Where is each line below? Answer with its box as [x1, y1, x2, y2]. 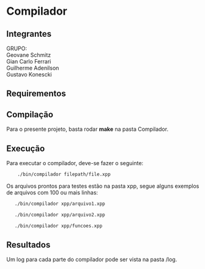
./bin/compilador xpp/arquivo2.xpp [14, 212, 105, 218]
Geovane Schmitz [6, 51, 51, 59]
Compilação [6, 109, 54, 120]
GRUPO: [6, 45, 28, 52]
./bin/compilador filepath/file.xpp [17, 171, 111, 178]
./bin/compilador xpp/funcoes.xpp [14, 223, 103, 229]
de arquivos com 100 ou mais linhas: [6, 188, 99, 196]
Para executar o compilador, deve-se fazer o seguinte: [6, 160, 144, 167]
